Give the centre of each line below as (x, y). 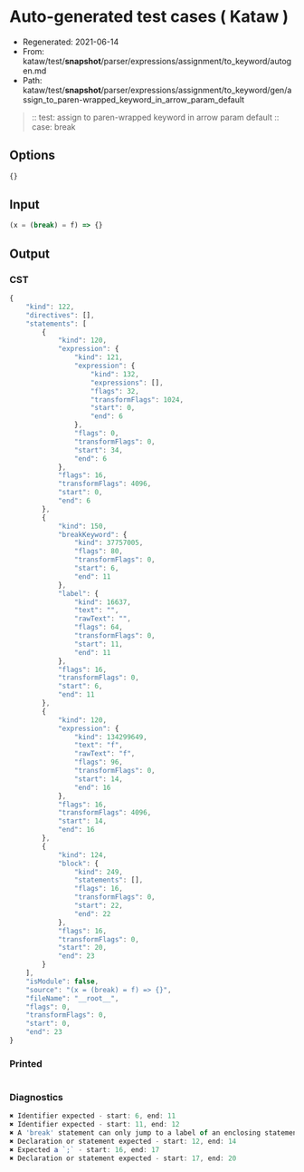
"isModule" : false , (62, 982)
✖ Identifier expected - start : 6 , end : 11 (93, 1116)
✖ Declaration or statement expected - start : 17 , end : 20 (123, 1158)
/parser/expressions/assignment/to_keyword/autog (196, 61)
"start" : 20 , (82, 948)
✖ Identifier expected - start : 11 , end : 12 (95, 1125)
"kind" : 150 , (82, 526)
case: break (53, 127)
